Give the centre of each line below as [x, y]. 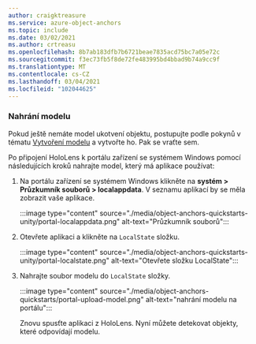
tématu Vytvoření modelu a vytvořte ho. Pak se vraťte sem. [104, 142]
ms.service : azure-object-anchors [65, 23]
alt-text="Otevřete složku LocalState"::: [175, 260]
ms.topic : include [38, 30]
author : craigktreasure [47, 15]
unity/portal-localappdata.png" [70, 221]
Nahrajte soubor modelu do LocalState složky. [95, 275]
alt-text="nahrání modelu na [191, 299]
